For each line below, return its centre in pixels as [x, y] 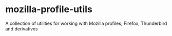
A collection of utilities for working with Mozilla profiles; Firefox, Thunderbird [86, 23]
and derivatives [22, 28]
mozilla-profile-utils [49, 9]
